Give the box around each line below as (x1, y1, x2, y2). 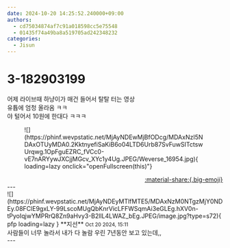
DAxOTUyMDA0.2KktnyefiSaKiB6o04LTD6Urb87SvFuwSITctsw (24, 140, 203, 148)
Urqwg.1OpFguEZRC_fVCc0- (24, 147, 105, 156)
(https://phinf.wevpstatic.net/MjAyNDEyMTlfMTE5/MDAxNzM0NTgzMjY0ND (7, 197, 223, 206)
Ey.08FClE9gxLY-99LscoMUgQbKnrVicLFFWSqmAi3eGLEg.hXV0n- (7, 204, 199, 212)
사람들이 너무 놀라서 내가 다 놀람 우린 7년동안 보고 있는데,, (7, 228, 162, 236)
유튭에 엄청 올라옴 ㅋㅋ (7, 103, 68, 112)
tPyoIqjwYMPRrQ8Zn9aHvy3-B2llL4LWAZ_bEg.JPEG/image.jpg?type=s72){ (7, 212, 222, 220)
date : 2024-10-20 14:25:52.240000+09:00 (7, 10, 125, 17)
